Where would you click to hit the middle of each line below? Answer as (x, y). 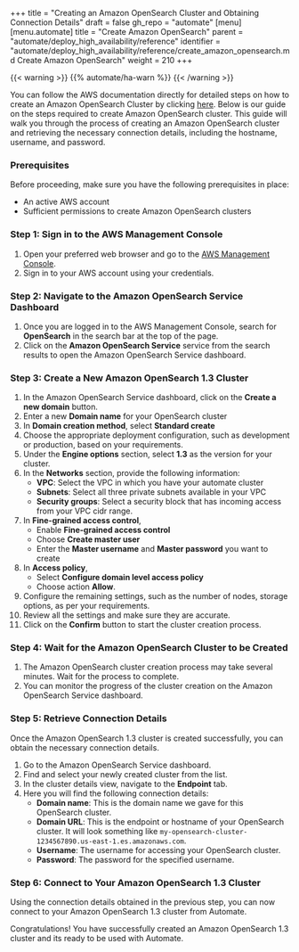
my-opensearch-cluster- (204, 832)
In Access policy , (55, 568)
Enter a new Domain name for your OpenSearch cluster (125, 416)
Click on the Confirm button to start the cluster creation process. (142, 625)
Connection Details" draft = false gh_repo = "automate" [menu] (126, 22)
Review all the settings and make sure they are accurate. (126, 615)
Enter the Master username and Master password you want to (152, 549)
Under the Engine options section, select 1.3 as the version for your (147, 455)
